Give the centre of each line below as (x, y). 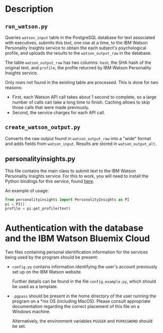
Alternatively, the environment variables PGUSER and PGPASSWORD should (82, 321)
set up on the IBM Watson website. (47, 272)
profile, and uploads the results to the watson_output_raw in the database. (78, 53)
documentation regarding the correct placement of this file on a (76, 307)
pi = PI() (15, 204)
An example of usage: (27, 190)
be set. (19, 326)
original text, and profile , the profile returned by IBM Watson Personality (78, 68)
